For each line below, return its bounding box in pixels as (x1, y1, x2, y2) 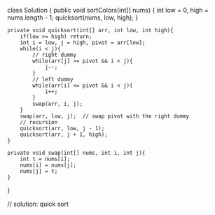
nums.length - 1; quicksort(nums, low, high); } (7, 13, 139, 22)
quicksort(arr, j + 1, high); (20, 131, 109, 138)
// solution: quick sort (7, 200, 69, 208)
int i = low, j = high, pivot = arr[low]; (20, 39, 146, 46)
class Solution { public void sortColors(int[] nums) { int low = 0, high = (7, 6, 209, 14)
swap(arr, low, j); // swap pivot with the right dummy (20, 113, 190, 120)
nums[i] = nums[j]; (20, 162, 77, 169)
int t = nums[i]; (20, 155, 71, 162)
